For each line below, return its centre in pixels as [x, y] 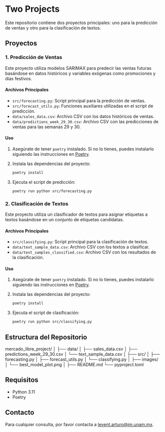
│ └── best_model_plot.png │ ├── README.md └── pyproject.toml [74, 365]
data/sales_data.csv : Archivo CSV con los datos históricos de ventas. [83, 116]
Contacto [20, 413]
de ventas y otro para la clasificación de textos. [53, 28]
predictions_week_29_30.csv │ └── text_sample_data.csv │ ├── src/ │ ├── [82, 354]
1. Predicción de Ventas [34, 58]
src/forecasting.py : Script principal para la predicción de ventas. [79, 101]
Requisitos [22, 380]
